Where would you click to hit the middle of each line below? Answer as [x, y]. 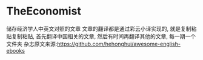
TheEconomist [44, 11]
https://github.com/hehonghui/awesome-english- [118, 44]
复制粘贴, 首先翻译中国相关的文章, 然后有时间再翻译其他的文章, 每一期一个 [103, 36]
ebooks [16, 50]
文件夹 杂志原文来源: [32, 44]
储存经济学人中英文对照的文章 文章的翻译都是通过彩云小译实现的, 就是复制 [99, 28]
